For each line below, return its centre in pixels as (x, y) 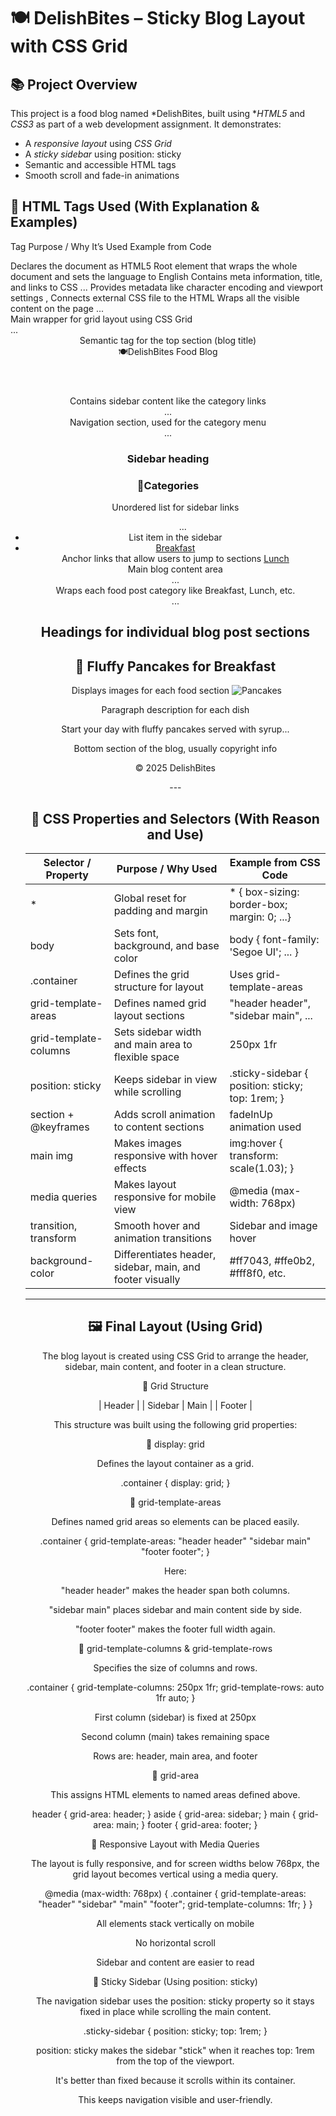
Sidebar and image (273, 1226)
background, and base (166, 946)
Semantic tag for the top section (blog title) (168, 340)
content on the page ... (57, 308)
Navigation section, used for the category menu (168, 422)
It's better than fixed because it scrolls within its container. (175, 2080)
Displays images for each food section (150, 691)
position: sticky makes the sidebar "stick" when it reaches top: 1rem (175, 2050)
